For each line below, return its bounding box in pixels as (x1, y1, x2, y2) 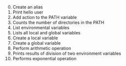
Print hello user (12, 9, 43, 15)
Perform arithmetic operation (12, 46, 71, 51)
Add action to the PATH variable (12, 15, 77, 20)
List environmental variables (12, 25, 70, 31)
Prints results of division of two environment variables (12, 50, 122, 56)
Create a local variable (12, 35, 58, 41)
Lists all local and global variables (12, 30, 81, 35)
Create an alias (12, 4, 43, 10)
